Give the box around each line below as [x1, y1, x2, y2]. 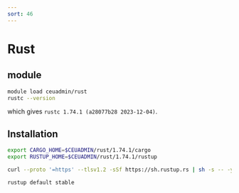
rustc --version [7, 94, 55, 101]
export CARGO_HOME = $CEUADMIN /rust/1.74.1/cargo [7, 147, 152, 154]
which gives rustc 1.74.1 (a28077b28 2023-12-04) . [7, 107, 158, 116]
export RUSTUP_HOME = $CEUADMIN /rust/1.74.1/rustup [7, 153, 158, 160]
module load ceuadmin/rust [7, 88, 87, 95]
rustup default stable [7, 179, 75, 186]
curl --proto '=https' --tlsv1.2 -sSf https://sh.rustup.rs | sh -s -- [7, 166, 224, 173]
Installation [7, 128, 58, 140]
